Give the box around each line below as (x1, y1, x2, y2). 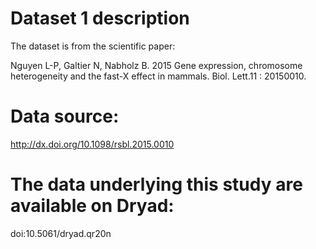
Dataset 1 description (10, 7, 190, 30)
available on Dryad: (10, 195, 175, 217)
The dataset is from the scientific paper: (10, 40, 176, 52)
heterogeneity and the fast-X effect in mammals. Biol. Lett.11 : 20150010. (10, 70, 307, 82)
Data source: (10, 105, 120, 128)
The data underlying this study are (10, 173, 303, 196)
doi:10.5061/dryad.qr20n (10, 227, 112, 239)
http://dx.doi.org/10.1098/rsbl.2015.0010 (10, 138, 175, 150)
